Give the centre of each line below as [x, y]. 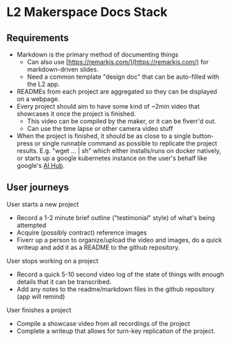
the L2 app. [43, 84]
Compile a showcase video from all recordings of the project [103, 323]
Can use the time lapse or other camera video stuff [100, 129]
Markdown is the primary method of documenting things [97, 54]
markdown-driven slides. [63, 69]
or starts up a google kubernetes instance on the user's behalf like [112, 158]
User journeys [38, 188]
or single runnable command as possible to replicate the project [126, 143]
